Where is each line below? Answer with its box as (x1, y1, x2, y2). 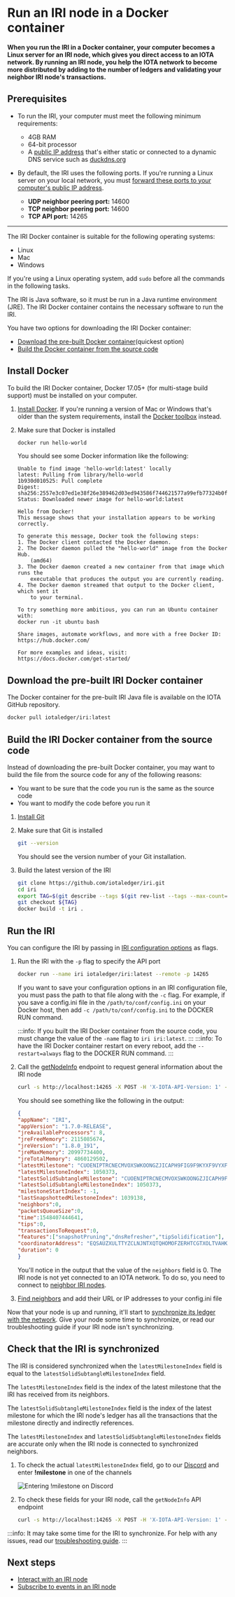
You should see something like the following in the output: (17, 1096, 185, 1104)
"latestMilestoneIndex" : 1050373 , (17, 1168, 118, 1175)
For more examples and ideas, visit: (17, 650, 128, 657)
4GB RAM (27, 132, 57, 141)
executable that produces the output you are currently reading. (30, 576, 225, 583)
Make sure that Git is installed (17, 825, 103, 835)
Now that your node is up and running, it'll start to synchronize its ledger (7, 1308, 216, 1316)
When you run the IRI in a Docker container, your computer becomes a (7, 43, 215, 51)
